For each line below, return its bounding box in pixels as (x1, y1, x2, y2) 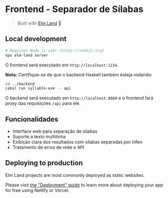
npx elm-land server (5, 53, 49, 58)
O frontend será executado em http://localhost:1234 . (5, 62, 119, 68)
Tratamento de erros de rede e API (12, 144, 85, 150)
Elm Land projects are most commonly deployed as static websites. (5, 172, 145, 178)
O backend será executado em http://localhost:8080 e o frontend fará (5, 95, 153, 101)
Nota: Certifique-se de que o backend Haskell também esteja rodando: (5, 71, 152, 77)
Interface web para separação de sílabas (12, 128, 98, 134)
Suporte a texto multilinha (12, 134, 66, 140)
